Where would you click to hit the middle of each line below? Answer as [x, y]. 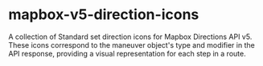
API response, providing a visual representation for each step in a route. [127, 53]
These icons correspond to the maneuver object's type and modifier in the [131, 45]
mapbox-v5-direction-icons [104, 15]
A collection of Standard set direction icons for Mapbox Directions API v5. [130, 37]
